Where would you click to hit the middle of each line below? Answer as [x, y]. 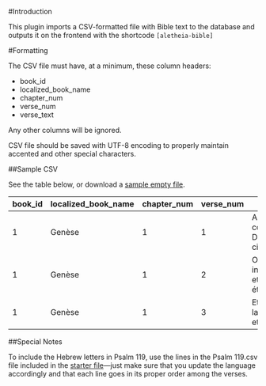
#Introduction [30, 11]
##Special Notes [35, 342]
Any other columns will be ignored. [65, 130]
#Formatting [28, 50]
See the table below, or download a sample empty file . [97, 184]
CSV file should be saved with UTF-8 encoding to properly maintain [119, 145]
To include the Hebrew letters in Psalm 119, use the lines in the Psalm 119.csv [133, 357]
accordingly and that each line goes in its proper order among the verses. [128, 374]
